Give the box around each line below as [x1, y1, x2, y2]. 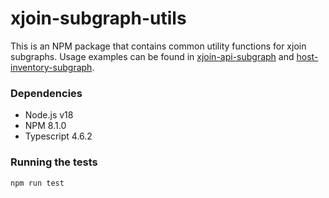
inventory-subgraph [10, 61, 93, 73]
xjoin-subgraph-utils [10, 7, 187, 30]
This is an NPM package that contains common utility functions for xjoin [10, 40, 307, 52]
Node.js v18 [24, 109, 74, 121]
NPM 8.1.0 [24, 120, 67, 132]
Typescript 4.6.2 [24, 130, 93, 142]
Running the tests [10, 155, 98, 169]
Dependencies [10, 86, 83, 100]
